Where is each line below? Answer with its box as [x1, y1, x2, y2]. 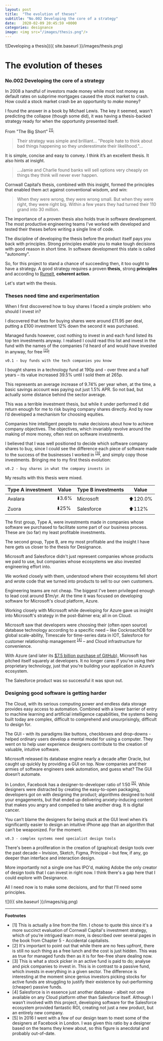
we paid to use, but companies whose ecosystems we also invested [5, 558, 141, 564]
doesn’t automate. [5, 771, 41, 777]
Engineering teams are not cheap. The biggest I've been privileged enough [5, 588, 155, 593]
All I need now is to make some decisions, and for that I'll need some [5, 884, 142, 890]
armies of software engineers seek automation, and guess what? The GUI [5, 766, 152, 772]
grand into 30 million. [16, 207, 60, 213]
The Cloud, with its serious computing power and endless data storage [5, 701, 147, 706]
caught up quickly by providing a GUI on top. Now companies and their [5, 761, 147, 767]
